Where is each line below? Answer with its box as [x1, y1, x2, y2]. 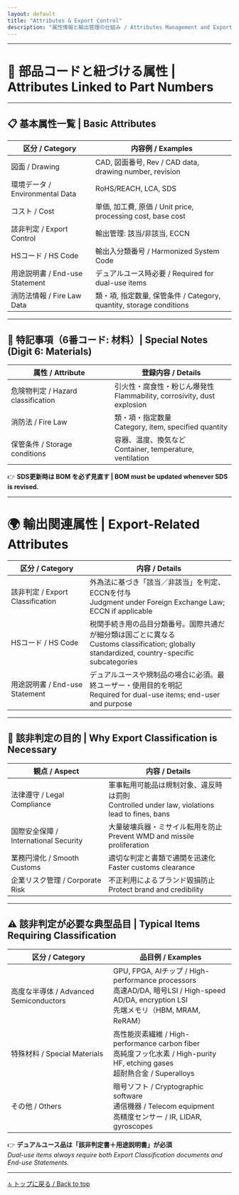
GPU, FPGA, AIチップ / [112, 966, 188, 976]
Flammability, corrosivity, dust [114, 391, 216, 401]
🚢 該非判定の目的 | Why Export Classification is [7, 732, 218, 744]
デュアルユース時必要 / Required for [95, 268, 214, 278]
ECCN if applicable [89, 606, 153, 616]
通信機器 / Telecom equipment [112, 1101, 215, 1111]
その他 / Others [11, 1101, 62, 1111]
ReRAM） [112, 1016, 146, 1026]
